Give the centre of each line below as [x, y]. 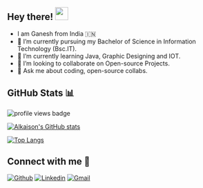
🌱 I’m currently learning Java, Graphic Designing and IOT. [99, 56]
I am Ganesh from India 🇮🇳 [57, 33]
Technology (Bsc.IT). [47, 48]
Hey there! [30, 17]
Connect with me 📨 [49, 161]
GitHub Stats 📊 [41, 93]
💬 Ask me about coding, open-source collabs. [82, 70]
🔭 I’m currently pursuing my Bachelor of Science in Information [107, 41]
